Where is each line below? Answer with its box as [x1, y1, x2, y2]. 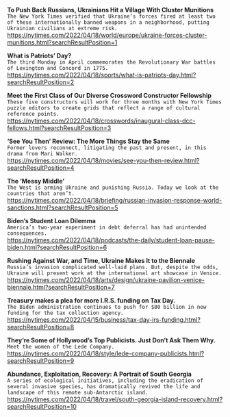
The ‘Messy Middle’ [7, 177, 65, 185]
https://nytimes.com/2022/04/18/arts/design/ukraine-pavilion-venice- [7, 276, 205, 283]
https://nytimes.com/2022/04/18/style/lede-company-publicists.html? [7, 349, 205, 357]
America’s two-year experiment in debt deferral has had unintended [7, 224, 207, 231]
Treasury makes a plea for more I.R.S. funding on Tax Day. [7, 296, 176, 304]
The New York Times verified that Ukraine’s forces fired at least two [7, 13, 216, 20]
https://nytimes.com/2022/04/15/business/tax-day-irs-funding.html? [7, 316, 201, 324]
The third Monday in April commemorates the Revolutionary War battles [7, 59, 216, 66]
